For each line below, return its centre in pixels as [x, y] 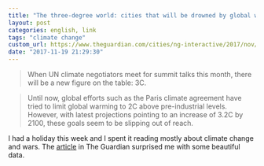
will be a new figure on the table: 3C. [87, 83]
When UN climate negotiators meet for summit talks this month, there [139, 74]
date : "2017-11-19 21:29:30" [56, 52]
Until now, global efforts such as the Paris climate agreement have [134, 98]
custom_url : [27, 45]
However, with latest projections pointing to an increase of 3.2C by [135, 114]
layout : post [29, 23]
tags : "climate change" [47, 37]
